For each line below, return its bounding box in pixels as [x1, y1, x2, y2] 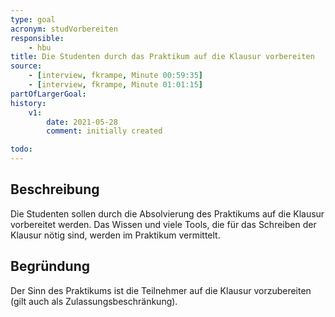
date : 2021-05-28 [46, 117, 118, 127]
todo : [10, 144, 33, 155]
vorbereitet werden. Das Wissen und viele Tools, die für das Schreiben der [10, 218, 317, 230]
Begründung [10, 258, 91, 275]
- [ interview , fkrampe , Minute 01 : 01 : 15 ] [28, 80, 203, 90]
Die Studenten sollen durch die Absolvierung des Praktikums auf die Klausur [10, 207, 325, 220]
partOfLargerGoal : [10, 89, 87, 99]
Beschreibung [10, 181, 100, 198]
